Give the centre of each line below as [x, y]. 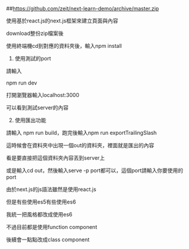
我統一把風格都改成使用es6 [39, 214]
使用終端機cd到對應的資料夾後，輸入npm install [64, 46]
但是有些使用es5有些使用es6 [41, 202]
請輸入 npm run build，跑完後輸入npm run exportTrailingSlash [81, 133]
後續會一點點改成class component [48, 240]
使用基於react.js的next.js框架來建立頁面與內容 [62, 21]
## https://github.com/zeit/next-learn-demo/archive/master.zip [82, 9]
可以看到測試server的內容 [38, 108]
